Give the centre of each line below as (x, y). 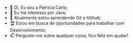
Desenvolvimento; (28, 30)
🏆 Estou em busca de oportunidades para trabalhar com (67, 23)
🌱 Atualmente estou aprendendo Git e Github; (55, 18)
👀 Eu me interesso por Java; (38, 13)
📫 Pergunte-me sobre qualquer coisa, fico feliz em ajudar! (69, 36)
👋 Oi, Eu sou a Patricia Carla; (38, 7)
